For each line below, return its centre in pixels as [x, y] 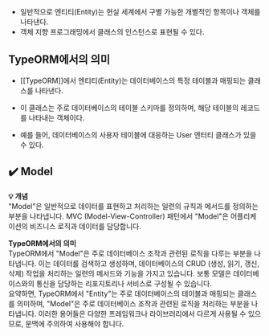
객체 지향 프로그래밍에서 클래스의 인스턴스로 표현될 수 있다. [112, 32]
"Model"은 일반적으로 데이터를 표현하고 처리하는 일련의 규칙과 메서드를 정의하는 [133, 206]
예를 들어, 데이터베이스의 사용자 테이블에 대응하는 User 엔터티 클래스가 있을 [138, 134]
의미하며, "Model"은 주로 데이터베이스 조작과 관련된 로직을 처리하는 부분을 [133, 303]
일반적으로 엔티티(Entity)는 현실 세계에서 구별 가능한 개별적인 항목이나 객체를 [140, 12]
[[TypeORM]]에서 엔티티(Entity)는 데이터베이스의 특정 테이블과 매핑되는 [133, 80]
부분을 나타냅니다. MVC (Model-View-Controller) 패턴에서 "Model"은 [118, 216]
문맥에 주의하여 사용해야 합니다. [75, 323]
